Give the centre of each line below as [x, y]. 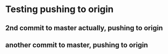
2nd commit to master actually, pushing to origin [84, 28]
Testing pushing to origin [59, 9]
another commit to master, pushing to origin [77, 45]
